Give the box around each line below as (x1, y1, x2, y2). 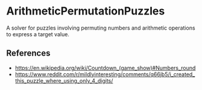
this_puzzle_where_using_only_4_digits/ (14, 77, 113, 84)
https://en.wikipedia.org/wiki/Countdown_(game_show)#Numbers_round (14, 64, 196, 71)
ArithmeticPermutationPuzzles (6, 4, 165, 18)
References (6, 48, 51, 59)
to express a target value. (6, 30, 69, 37)
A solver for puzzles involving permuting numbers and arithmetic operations (6, 24, 195, 31)
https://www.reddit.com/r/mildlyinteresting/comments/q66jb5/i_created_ (14, 71, 195, 78)
